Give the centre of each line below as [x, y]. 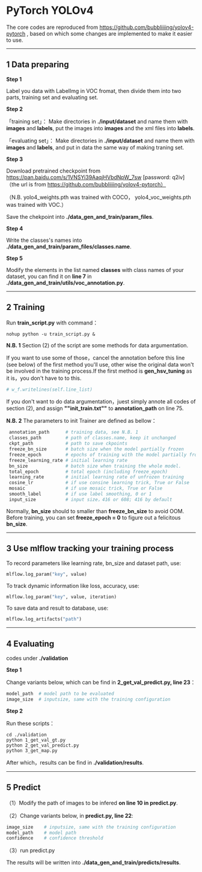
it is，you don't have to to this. [44, 378]
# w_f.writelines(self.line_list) [50, 390]
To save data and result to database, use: [57, 608]
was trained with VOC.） [37, 204]
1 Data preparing [38, 65]
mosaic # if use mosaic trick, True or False [86, 488]
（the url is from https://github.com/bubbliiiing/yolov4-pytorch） [86, 184]
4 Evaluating [30, 644]
